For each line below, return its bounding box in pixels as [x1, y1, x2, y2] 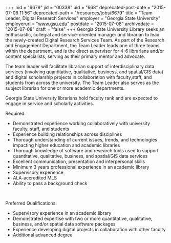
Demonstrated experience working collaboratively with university [12, 120, 150, 126]
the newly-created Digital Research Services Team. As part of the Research [5, 37, 165, 43]
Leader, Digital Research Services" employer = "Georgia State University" [5, 15, 161, 21]
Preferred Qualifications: [5, 200, 57, 206]
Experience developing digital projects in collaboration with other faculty [12, 227, 166, 232]
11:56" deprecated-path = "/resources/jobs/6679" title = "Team [19, 10, 153, 16]
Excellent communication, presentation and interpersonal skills [12, 158, 145, 165]
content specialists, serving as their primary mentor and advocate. [5, 53, 145, 59]
